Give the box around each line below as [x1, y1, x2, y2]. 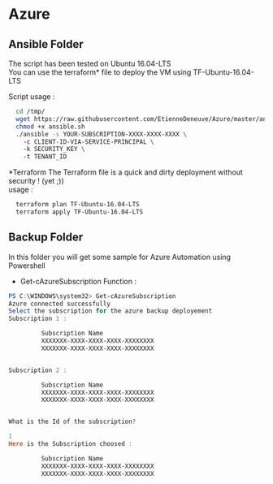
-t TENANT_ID [23, 153, 67, 161]
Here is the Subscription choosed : [8, 440, 132, 448]
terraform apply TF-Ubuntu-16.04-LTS [15, 208, 144, 216]
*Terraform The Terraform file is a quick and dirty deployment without [8, 167, 244, 177]
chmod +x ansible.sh [15, 123, 85, 131]
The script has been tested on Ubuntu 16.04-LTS [8, 58, 171, 68]
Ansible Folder [8, 37, 84, 51]
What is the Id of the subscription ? [8, 417, 136, 426]
